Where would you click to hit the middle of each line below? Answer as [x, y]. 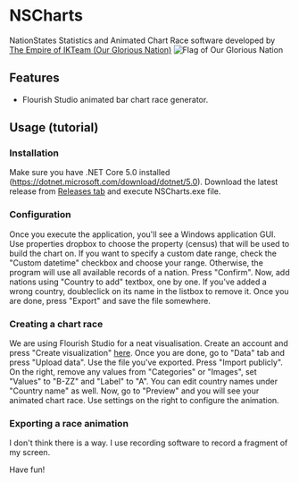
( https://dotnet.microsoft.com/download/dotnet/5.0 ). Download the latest [144, 182]
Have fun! [27, 469]
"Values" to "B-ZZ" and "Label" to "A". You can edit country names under [144, 382]
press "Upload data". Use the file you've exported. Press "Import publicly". [146, 362]
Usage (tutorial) [54, 127]
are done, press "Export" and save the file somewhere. [110, 300]
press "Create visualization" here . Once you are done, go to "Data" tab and [147, 353]
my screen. [30, 452]
